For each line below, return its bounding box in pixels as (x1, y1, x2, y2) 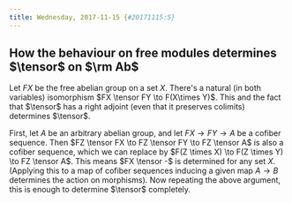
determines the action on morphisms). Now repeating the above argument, (9, 175, 281, 185)
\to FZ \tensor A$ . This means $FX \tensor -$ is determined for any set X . (9, 156, 276, 167)
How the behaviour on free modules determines (9, 46, 278, 61)
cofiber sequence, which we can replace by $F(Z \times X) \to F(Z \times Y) (9, 147, 284, 157)
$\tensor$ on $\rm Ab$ (9, 59, 139, 75)
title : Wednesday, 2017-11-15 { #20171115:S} (9, 12, 176, 22)
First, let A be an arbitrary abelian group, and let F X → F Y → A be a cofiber (9, 128, 281, 139)
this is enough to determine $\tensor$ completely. (9, 184, 191, 195)
